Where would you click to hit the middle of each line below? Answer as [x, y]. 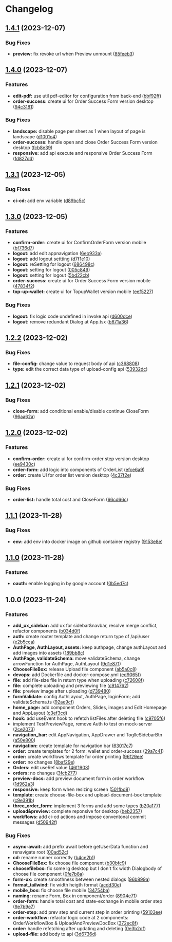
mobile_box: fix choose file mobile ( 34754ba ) [61, 891]
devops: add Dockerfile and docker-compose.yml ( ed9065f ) [77, 675]
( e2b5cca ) [24, 642]
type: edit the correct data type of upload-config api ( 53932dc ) [80, 369]
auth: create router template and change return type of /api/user [81, 636]
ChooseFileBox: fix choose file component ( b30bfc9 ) [70, 863]
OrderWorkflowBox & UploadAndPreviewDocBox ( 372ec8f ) [75, 923]
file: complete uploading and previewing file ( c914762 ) [71, 685]
